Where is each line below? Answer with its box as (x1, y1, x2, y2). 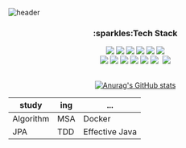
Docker (83, 113, 111, 125)
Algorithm (12, 113, 50, 125)
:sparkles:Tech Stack (93, 27, 178, 39)
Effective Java (83, 126, 137, 138)
